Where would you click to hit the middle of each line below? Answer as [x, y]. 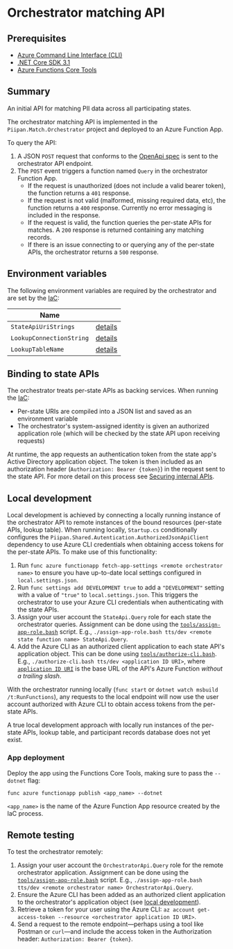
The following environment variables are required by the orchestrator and [112, 290]
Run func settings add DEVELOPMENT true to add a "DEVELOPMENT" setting [121, 587]
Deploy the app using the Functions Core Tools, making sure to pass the [110, 773]
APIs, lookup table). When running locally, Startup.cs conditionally [102, 530]
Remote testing [41, 835]
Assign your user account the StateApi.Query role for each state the [114, 617]
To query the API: [32, 142]
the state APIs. [38, 610]
